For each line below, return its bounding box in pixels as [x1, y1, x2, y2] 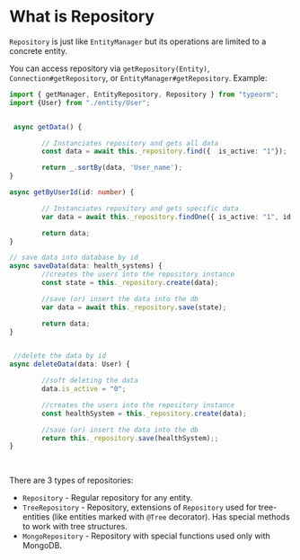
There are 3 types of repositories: [9, 475, 134, 486]
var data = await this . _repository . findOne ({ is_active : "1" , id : [41, 212, 296, 221]
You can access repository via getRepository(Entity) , [9, 63, 210, 74]
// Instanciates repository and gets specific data [41, 204, 240, 213]
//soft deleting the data [41, 376, 139, 386]
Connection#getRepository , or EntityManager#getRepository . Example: [9, 72, 268, 83]
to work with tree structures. [22, 521, 128, 532]
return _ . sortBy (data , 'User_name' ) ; [41, 164, 182, 173]
